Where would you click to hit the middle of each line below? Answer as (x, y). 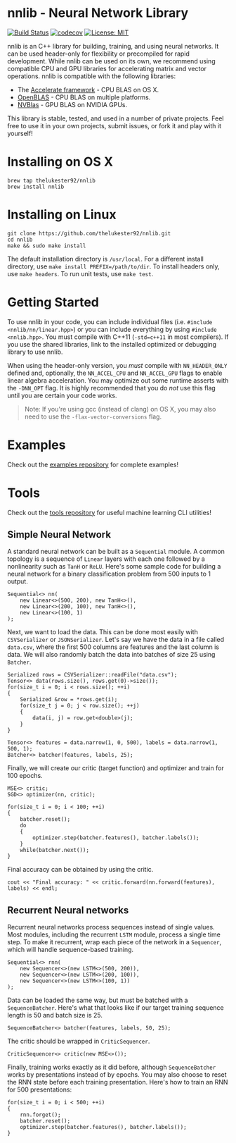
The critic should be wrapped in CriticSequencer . (79, 1042)
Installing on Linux (62, 215)
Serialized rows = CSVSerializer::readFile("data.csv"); (92, 675)
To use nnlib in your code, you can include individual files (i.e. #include (110, 321)
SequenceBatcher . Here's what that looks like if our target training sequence (116, 1008)
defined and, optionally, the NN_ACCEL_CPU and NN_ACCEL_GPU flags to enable (115, 373)
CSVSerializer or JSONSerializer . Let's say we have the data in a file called (116, 640)
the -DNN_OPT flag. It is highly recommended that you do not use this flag (111, 388)
